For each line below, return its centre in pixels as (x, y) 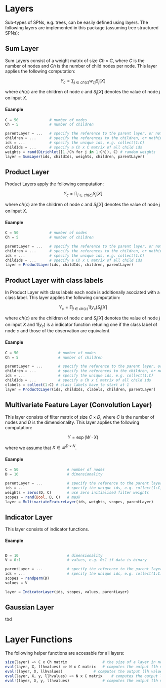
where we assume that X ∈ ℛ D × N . (41, 447)
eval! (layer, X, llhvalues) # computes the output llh (77, 672)
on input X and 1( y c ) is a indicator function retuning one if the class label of (81, 325)
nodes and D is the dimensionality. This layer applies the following (72, 422)
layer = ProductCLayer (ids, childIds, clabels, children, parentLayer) (80, 389)
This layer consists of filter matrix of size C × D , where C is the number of (80, 417)
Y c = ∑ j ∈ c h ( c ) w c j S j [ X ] (83, 81)
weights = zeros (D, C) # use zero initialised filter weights (77, 492)
